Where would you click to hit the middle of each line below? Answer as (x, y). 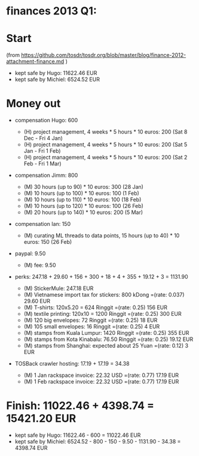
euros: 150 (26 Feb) (48, 242)
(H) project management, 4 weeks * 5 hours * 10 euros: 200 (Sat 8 (105, 132)
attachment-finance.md (35, 62)
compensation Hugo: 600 (46, 120)
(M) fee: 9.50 (40, 265)
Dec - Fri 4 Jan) (43, 138)
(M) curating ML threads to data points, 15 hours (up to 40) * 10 (102, 235)
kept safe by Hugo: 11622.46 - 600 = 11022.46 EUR (78, 435)
